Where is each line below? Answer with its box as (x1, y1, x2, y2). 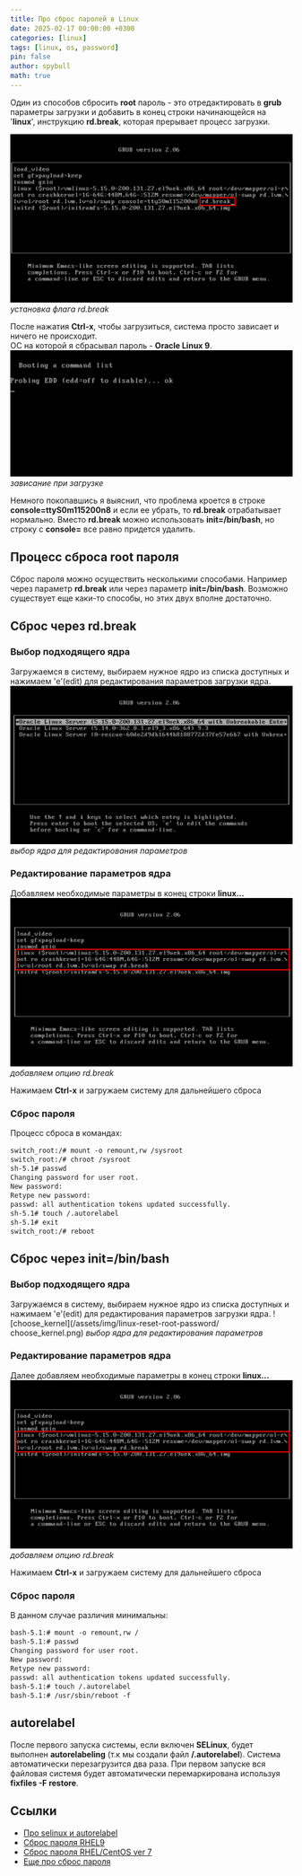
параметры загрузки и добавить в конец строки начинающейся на (10, 106, 267, 117)
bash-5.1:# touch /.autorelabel (10, 1682, 131, 1691)
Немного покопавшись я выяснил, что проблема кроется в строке (10, 495, 265, 506)
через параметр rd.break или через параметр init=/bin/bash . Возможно (10, 583, 289, 594)
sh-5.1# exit (10, 1218, 59, 1227)
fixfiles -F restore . (10, 1777, 79, 1788)
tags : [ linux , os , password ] (10, 43, 119, 52)
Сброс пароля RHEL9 (22, 1836, 106, 1847)
